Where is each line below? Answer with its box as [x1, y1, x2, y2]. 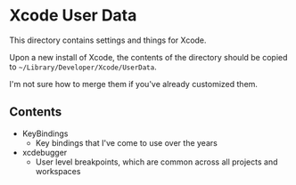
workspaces [35, 165, 81, 176]
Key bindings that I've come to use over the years [35, 137, 218, 148]
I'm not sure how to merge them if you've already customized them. [9, 78, 259, 89]
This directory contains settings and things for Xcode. [9, 35, 207, 45]
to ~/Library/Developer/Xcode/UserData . [9, 61, 158, 72]
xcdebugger [21, 147, 68, 157]
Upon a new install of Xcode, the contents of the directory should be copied [9, 52, 288, 62]
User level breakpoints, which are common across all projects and [35, 157, 278, 167]
